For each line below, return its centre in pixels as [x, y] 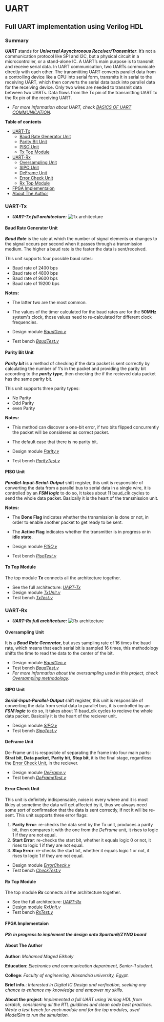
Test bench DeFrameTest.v [39, 777]
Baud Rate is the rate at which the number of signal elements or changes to [81, 239]
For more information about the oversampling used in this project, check [85, 673]
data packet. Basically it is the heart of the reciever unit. [61, 716]
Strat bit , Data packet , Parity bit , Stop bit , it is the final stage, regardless [78, 757]
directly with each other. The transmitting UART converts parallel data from [81, 72]
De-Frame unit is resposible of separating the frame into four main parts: [78, 753]
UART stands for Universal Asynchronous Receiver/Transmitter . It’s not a [81, 51]
